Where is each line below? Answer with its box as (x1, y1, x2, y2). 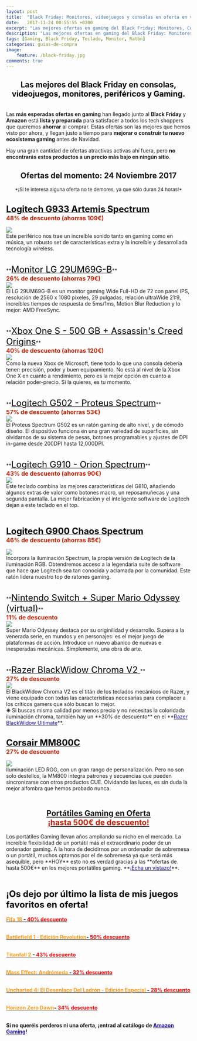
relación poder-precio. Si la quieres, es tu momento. (6, 379, 132, 386)
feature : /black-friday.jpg (16, 52, 85, 58)
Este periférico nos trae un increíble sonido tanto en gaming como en (6, 233, 174, 240)
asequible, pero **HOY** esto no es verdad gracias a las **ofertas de (6, 858, 177, 865)
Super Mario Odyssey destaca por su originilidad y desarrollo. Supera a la (6, 626, 185, 634)
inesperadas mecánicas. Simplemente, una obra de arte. (6, 645, 142, 652)
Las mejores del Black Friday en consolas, (20, 79, 177, 89)
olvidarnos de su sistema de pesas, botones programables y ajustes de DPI (6, 434, 188, 441)
